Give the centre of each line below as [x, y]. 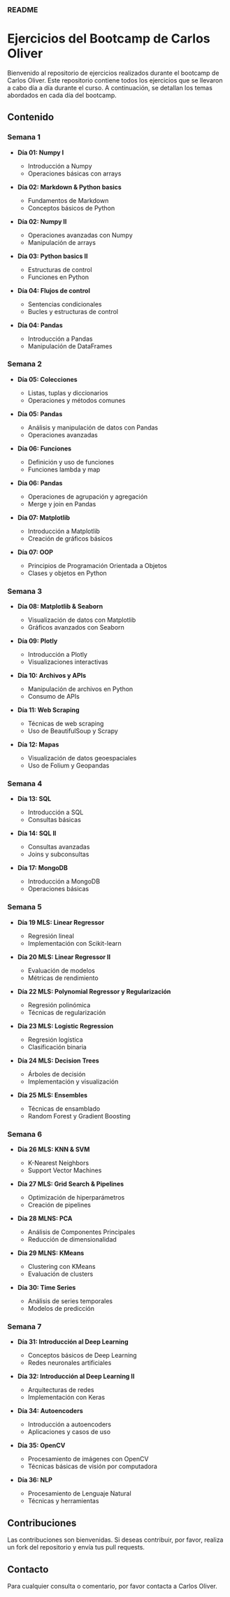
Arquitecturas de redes [61, 1390]
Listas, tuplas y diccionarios [68, 392]
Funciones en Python [58, 277]
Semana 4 [25, 783]
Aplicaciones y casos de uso [69, 1432]
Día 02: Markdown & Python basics [70, 187]
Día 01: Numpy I [41, 152]
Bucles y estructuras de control [73, 311]
